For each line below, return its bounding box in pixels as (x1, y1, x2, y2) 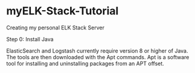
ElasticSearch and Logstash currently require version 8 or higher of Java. (6, 47, 188, 54)
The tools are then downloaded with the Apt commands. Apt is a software (6, 53, 190, 60)
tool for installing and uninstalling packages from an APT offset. (6, 60, 164, 67)
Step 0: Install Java (6, 35, 54, 42)
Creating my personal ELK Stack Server (6, 24, 104, 31)
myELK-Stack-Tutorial (6, 4, 119, 18)
